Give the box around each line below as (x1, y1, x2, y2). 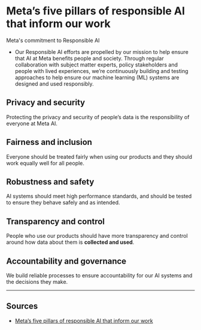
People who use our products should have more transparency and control (6, 232, 188, 240)
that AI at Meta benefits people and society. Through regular (14, 55, 165, 62)
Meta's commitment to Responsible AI (6, 37, 100, 44)
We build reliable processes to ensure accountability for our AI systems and (6, 272, 193, 279)
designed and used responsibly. (14, 80, 94, 87)
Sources (6, 301, 38, 311)
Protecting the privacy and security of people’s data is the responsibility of (6, 113, 190, 120)
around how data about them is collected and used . (6, 238, 135, 246)
